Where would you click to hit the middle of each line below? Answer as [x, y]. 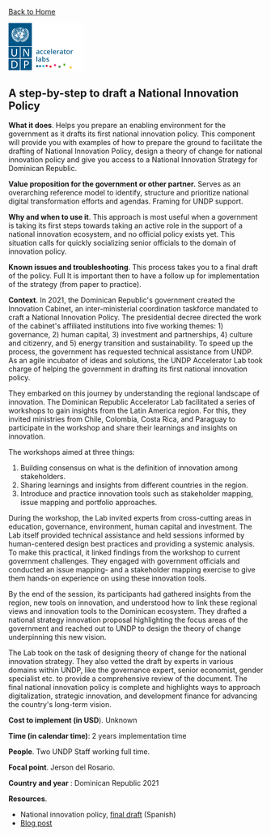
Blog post [36, 823]
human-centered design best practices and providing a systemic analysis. [131, 544]
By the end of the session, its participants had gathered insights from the [130, 594]
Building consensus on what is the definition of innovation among [129, 468]
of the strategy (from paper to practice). [75, 285]
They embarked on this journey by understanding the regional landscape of [134, 393]
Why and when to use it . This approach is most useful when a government [133, 217]
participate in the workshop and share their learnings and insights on [123, 428]
